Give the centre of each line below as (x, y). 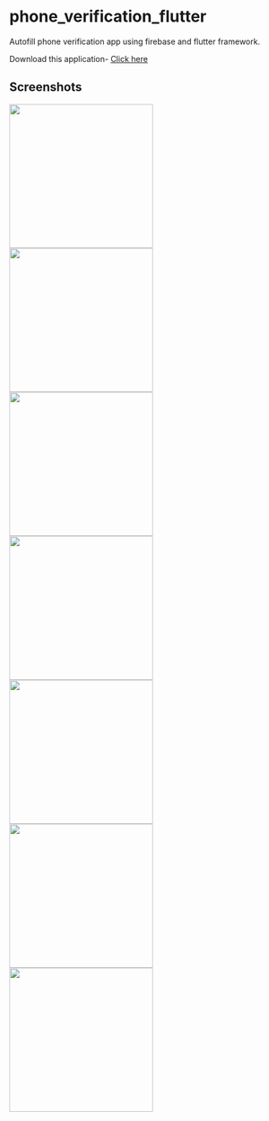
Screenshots (46, 87)
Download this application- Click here (78, 58)
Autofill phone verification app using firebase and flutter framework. (135, 41)
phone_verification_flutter (108, 17)
